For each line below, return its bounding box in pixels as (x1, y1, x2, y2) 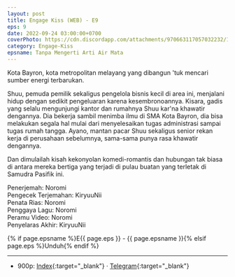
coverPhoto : (7, 36, 42, 43)
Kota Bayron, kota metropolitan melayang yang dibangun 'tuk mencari (7, 68, 208, 77)
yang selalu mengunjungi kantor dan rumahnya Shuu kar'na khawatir (7, 104, 205, 113)
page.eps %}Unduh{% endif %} (7, 241, 99, 250)
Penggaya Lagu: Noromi (7, 206, 77, 214)
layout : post (7, 10, 45, 17)
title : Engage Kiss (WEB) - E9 (7, 17, 99, 24)
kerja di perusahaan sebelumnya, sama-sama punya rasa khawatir (7, 134, 199, 142)
